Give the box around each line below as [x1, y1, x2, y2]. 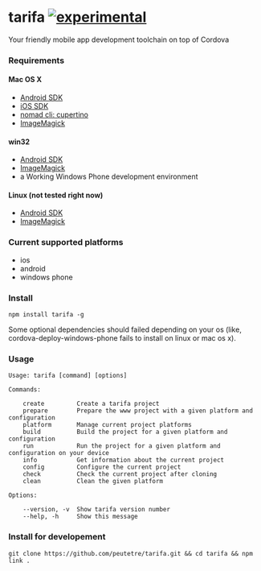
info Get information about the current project [22, 456, 225, 465]
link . [8, 557, 31, 565]
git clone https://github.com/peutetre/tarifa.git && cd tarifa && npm [8, 549, 253, 557]
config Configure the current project [22, 463, 181, 471]
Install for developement [8, 532, 106, 543]
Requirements [8, 55, 65, 66]
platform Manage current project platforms [22, 421, 193, 429]
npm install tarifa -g [8, 311, 84, 319]
